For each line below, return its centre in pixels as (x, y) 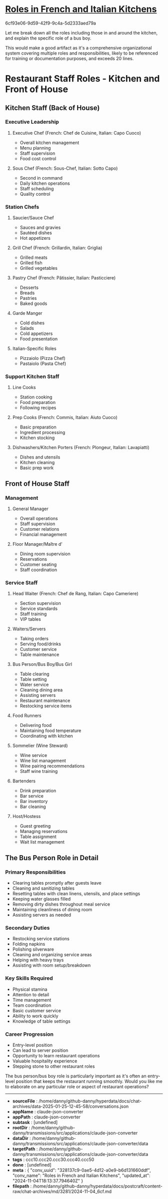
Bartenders (24, 781)
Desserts (29, 288)
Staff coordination (38, 570)
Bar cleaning (33, 807)
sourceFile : (25, 1101)
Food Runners (27, 716)
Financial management (43, 535)
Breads (27, 293)
